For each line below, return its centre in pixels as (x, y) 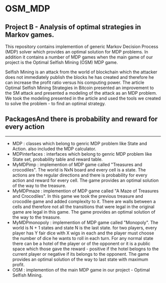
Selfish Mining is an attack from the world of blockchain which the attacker (81, 72)
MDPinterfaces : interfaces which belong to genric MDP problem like (82, 154)
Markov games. (30, 34)
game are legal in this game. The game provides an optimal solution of (84, 212)
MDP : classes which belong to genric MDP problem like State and (80, 143)
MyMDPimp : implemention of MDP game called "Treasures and (77, 165)
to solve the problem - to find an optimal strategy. (56, 104)
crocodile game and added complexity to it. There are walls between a (84, 201)
